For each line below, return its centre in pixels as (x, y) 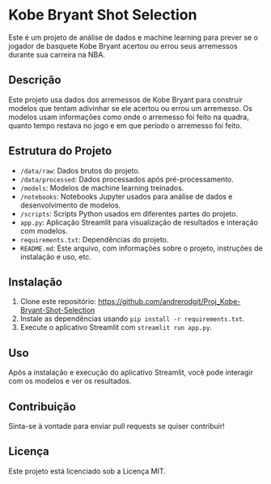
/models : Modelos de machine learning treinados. (102, 187)
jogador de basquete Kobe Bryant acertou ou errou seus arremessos (123, 45)
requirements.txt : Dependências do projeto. (94, 239)
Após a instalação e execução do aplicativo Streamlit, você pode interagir (131, 373)
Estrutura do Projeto (60, 151)
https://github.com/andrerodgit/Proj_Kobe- (169, 302)
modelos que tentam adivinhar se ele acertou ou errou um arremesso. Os (131, 108)
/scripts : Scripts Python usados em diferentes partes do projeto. (129, 213)
